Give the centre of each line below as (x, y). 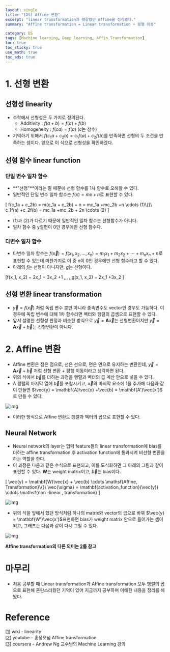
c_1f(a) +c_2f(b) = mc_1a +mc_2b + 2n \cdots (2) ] (57, 210)
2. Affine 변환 (33, 349)
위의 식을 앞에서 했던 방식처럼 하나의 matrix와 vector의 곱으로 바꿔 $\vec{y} (89, 513)
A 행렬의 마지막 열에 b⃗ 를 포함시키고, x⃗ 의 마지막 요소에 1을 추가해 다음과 (86, 383)
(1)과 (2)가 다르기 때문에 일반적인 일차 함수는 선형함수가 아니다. (75, 220)
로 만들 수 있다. (27, 396)
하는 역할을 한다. (29, 459)
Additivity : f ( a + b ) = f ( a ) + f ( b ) (53, 123)
